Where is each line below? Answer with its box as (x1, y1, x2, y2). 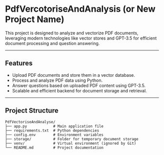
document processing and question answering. (5, 40, 100, 46)
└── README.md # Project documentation (5, 145, 104, 150)
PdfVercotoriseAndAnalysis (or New (5, 3, 156, 15)
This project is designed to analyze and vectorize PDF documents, (5, 30, 139, 36)
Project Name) (5, 14, 64, 25)
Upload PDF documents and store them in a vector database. (12, 72, 135, 78)
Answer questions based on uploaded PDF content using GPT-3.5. (12, 82, 146, 89)
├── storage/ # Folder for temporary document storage (5, 136, 139, 141)
